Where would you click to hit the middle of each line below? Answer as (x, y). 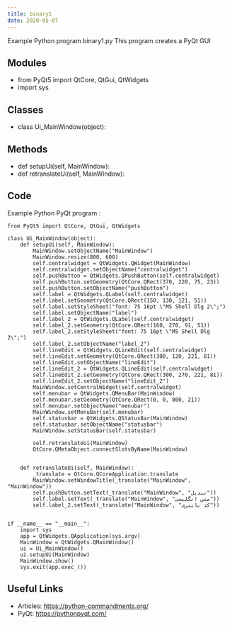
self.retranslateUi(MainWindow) (81, 443)
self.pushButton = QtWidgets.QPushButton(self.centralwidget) (126, 276)
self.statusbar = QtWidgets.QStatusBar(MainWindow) (111, 418)
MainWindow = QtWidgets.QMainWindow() (77, 542)
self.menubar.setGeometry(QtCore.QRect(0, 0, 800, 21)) (117, 400)
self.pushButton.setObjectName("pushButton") (101, 288)
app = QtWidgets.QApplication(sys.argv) (80, 536)
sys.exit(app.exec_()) (53, 567)
